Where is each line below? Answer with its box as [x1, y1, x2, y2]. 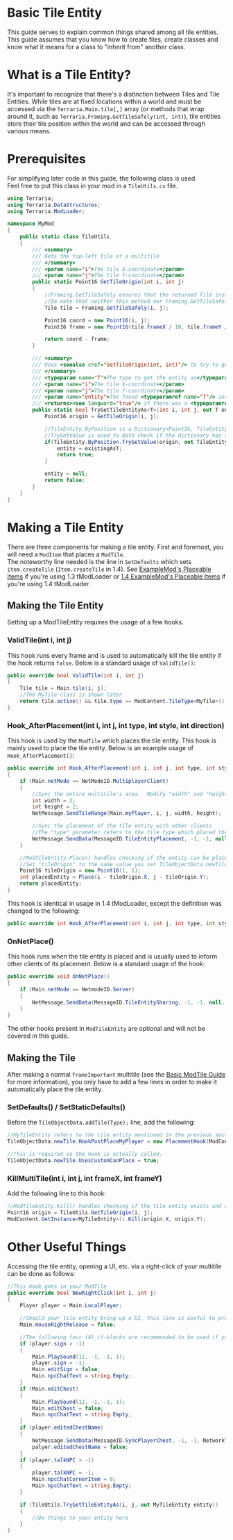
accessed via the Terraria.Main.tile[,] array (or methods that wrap [7, 104, 205, 113]
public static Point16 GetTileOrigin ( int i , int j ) [32, 279, 185, 285]
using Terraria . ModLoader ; [7, 208, 85, 215]
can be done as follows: [7, 1269, 76, 1277]
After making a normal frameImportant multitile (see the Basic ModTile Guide [7, 1070, 226, 1079]
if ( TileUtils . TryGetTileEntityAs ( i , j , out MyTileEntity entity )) [19, 1501, 218, 1508]
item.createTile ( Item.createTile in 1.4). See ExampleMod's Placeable [7, 565, 212, 573]
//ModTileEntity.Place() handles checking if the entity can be [19, 854, 209, 861]
